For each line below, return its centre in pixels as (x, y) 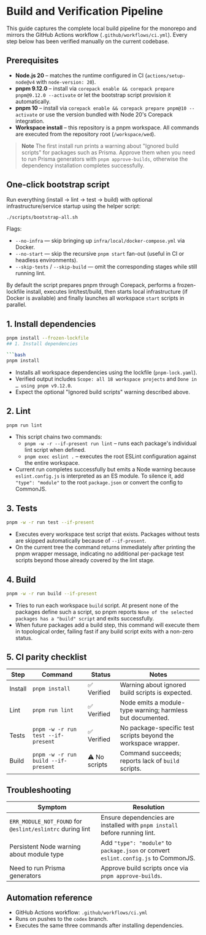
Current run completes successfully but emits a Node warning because (105, 470)
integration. (30, 121)
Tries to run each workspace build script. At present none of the (97, 605)
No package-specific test (157, 728)
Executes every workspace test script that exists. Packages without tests (107, 534)
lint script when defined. (55, 450)
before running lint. (128, 833)
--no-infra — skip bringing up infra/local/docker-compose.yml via (100, 241)
